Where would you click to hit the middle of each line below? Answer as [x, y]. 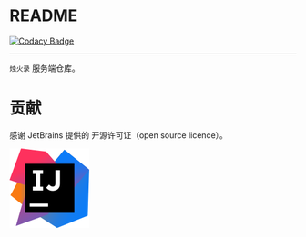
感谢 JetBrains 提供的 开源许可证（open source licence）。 [118, 135]
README [44, 16]
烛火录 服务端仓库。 [45, 68]
